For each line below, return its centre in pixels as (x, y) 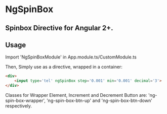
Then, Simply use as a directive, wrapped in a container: (64, 67)
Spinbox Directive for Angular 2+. (59, 28)
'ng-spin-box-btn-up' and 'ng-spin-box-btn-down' (99, 101)
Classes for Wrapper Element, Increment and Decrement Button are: (76, 95)
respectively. (18, 106)
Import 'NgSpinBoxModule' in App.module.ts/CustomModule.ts (71, 57)
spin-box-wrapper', (25, 101)
